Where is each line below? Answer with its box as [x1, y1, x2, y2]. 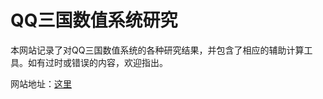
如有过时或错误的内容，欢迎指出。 [27, 56, 168, 68]
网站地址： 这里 [10, 77, 72, 90]
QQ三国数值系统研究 [10, 9, 178, 32]
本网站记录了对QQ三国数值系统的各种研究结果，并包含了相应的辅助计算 [10, 44, 305, 56]
